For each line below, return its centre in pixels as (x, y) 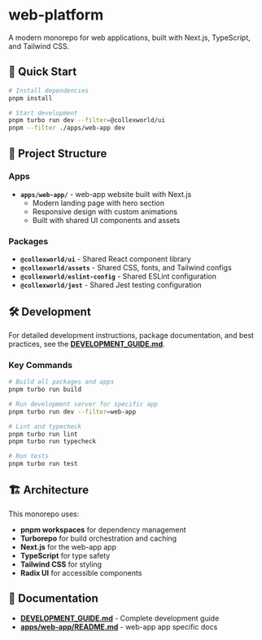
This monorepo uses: (44, 514)
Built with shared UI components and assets (106, 220)
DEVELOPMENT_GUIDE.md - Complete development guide (120, 618)
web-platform (56, 15)
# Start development (44, 113)
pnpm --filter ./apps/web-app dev (67, 128)
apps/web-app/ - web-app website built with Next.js (106, 194)
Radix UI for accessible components (81, 572)
